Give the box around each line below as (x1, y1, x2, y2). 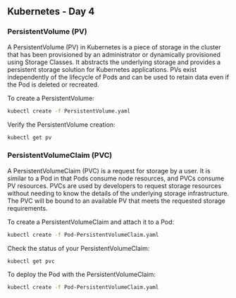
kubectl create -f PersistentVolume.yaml (7, 107, 131, 115)
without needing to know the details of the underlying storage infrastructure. (7, 189, 230, 197)
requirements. (7, 204, 48, 212)
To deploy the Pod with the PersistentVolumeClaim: (7, 271, 156, 279)
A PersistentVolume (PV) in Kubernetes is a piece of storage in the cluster (7, 42, 221, 51)
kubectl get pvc (7, 257, 55, 265)
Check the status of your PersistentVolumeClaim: (7, 244, 150, 252)
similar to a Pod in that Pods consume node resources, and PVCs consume (7, 174, 225, 182)
